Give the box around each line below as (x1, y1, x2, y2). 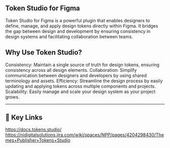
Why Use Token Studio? (5, 48, 82, 57)
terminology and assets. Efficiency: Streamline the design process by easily (5, 78, 163, 84)
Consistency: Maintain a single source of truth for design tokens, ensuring (5, 62, 159, 68)
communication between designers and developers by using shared (5, 72, 147, 78)
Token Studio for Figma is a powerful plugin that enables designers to (5, 17, 150, 23)
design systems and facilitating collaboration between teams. (5, 33, 133, 39)
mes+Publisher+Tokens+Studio (5, 137, 71, 143)
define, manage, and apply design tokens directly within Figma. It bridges (5, 23, 158, 29)
